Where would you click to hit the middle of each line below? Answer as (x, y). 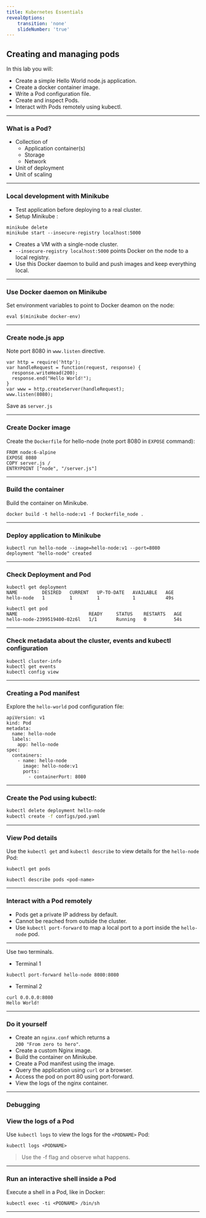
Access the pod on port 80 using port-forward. (74, 1076)
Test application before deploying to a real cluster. (78, 209)
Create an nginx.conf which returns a (63, 1037)
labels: (22, 740)
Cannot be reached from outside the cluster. (71, 921)
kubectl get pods (29, 869)
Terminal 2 (29, 986)
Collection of (31, 142)
